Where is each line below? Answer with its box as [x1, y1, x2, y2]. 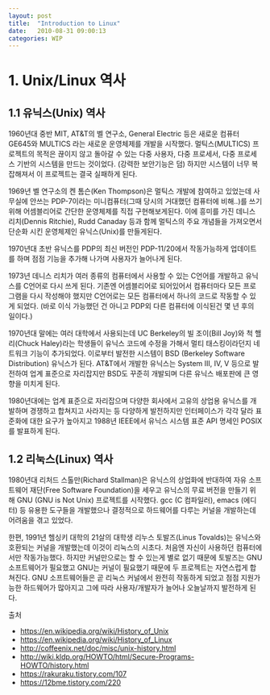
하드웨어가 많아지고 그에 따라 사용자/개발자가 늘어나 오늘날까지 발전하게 [23, 583, 248, 593]
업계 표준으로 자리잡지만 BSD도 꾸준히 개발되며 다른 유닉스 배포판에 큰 [29, 368, 251, 379]
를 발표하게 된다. [8, 427, 60, 436]
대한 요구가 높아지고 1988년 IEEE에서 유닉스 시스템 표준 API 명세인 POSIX [29, 416, 263, 426]
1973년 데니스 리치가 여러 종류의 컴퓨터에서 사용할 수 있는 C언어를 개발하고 [8, 271, 244, 281]
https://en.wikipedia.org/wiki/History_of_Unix [19, 626, 169, 636]
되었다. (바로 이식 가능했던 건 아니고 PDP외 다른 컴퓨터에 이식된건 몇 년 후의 [16, 302, 255, 311]
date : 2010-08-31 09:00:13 [8, 27, 106, 35]
